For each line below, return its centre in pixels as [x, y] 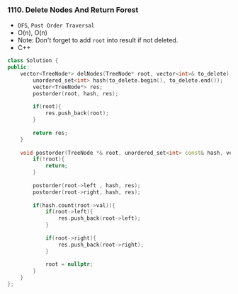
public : [19, 67]
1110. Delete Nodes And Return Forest [73, 10]
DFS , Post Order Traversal [56, 25]
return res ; [51, 133]
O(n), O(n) [33, 33]
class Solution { [33, 61]
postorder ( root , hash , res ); [76, 93]
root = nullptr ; [69, 264]
